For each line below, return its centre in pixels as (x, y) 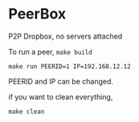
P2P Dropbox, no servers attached (65, 36)
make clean (27, 112)
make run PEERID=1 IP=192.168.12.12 (69, 66)
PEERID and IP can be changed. (61, 81)
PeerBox (37, 14)
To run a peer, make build (50, 51)
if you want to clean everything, (61, 96)
